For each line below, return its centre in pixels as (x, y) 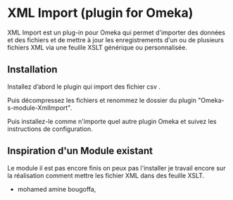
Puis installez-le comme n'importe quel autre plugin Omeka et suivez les (112, 121)
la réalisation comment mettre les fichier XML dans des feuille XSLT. (106, 175)
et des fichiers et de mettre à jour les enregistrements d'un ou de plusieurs (115, 39)
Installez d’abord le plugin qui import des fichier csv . (84, 87)
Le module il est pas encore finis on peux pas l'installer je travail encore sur (116, 168)
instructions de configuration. (50, 129)
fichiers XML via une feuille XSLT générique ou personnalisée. (97, 47)
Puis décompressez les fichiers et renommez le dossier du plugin (102, 100)
